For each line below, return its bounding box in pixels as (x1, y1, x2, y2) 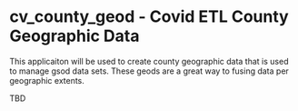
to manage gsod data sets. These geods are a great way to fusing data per (9, 66, 289, 76)
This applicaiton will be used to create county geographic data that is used (9, 55, 289, 66)
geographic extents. (9, 75, 84, 86)
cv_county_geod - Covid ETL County (9, 6, 289, 27)
